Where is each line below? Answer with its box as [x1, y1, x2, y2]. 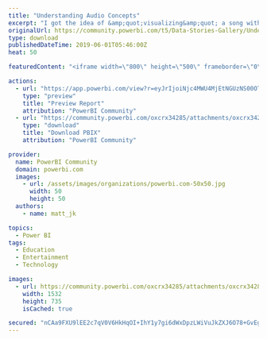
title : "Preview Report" [22, 99, 105, 107]
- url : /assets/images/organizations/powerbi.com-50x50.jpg [22, 180, 226, 188]
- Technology [15, 261, 59, 269]
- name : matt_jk [22, 210, 77, 218]
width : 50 [29, 187, 62, 195]
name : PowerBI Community [15, 158, 98, 166]
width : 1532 [22, 290, 62, 298]
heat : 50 [8, 48, 37, 56]
